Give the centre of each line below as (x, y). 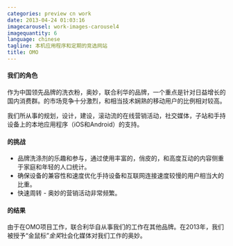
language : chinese (34, 40)
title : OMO (23, 53)
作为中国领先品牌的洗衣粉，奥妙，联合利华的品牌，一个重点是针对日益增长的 (116, 92)
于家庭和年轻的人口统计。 (54, 167)
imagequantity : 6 (32, 33)
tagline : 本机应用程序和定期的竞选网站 (57, 46)
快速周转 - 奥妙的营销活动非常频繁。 (69, 193)
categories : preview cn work (49, 14)
